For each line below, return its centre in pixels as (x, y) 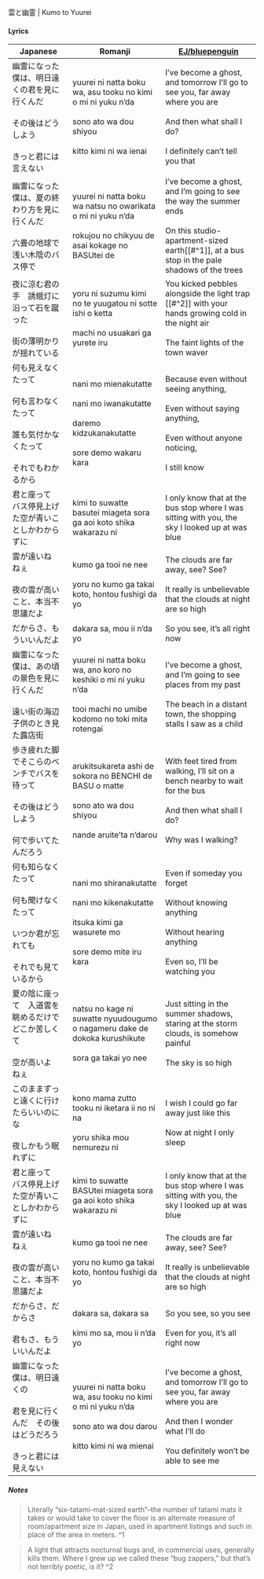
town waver (186, 353)
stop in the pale (193, 260)
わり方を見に (36, 210)
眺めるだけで (36, 1017)
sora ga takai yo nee (110, 1058)
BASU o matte (98, 786)
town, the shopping (200, 714)
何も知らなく (36, 867)
